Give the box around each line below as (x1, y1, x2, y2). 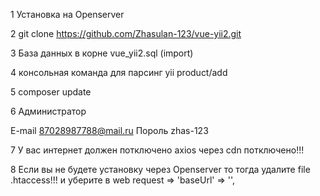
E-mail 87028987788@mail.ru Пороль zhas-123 (10, 125, 209, 136)
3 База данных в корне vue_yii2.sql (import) (10, 47, 194, 59)
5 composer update (10, 86, 92, 98)
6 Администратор (10, 105, 87, 117)
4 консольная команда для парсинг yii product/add (10, 67, 228, 78)
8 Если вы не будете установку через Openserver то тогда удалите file (10, 164, 311, 175)
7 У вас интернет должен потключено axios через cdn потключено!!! (10, 144, 305, 156)
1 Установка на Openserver (10, 9, 125, 20)
